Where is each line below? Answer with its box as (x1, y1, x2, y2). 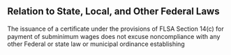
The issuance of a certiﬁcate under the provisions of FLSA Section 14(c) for (7, 24, 225, 33)
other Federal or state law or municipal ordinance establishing (7, 40, 185, 48)
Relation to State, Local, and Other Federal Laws (7, 6, 220, 17)
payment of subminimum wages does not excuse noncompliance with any (7, 32, 221, 40)
